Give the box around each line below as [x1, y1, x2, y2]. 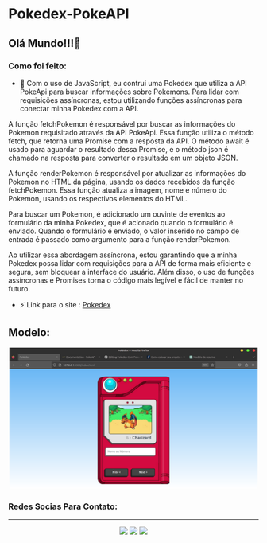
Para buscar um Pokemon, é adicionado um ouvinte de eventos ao [8, 209, 226, 219]
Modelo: [8, 326, 50, 339]
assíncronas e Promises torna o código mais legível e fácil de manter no [8, 275, 244, 285]
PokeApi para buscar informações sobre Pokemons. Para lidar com [19, 87, 240, 96]
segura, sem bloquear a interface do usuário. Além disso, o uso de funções [8, 267, 255, 276]
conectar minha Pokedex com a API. [19, 104, 139, 113]
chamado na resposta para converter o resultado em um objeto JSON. [8, 153, 238, 162]
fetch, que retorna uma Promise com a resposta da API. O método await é [8, 136, 250, 146]
